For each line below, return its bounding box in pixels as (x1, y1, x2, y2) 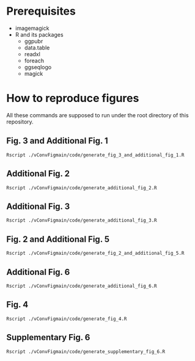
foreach (24, 57, 45, 64)
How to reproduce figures (6, 92, 139, 105)
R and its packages (15, 31, 64, 38)
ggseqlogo (24, 63, 52, 71)
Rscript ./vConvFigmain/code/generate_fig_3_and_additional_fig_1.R (6, 151, 185, 158)
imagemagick (15, 24, 50, 32)
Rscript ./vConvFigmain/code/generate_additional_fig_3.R (6, 217, 157, 224)
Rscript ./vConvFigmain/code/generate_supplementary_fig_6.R (6, 348, 166, 355)
